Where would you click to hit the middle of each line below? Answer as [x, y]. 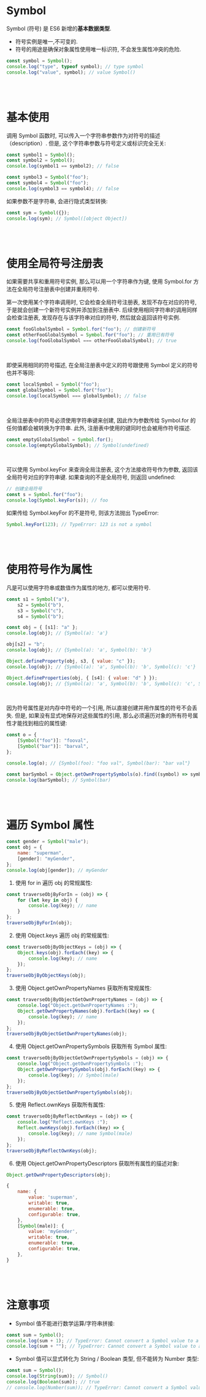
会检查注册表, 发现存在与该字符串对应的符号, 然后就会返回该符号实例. [93, 317]
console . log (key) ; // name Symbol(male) [81, 1134]
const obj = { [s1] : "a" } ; [42, 628]
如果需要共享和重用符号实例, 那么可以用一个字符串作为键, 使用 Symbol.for [99, 282]
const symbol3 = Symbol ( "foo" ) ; [48, 177]
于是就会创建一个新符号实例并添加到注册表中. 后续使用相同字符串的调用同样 [102, 310]
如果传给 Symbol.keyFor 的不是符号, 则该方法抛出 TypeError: [83, 513]
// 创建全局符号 [24, 489]
